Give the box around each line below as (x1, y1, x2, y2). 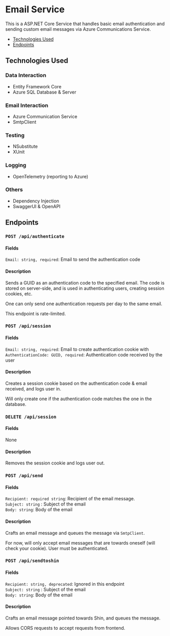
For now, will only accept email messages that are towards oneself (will (5, 539, 155, 546)
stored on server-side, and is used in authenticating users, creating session (5, 285, 165, 291)
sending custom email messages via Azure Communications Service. (5, 26, 151, 32)
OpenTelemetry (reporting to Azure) (12, 173, 89, 179)
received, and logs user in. (5, 385, 61, 391)
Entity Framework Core (12, 83, 61, 89)
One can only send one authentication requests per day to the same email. (5, 301, 163, 307)
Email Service (5, 4, 65, 15)
